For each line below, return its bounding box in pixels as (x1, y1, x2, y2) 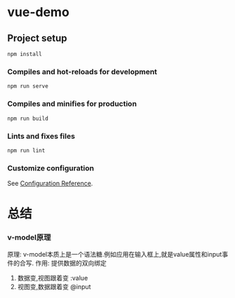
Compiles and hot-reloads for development (7, 67, 158, 76)
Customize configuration (7, 163, 95, 172)
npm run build (7, 115, 49, 122)
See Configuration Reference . (7, 180, 93, 188)
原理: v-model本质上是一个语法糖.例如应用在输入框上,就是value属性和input (7, 250, 222, 258)
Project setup (7, 32, 68, 44)
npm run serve (7, 83, 49, 90)
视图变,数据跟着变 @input (17, 282, 91, 291)
